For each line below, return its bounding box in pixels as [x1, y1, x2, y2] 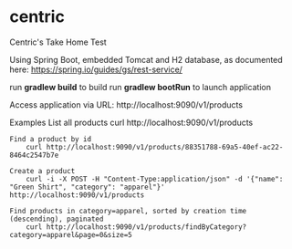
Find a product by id [9, 134, 92, 143]
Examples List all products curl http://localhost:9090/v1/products [9, 117, 254, 128]
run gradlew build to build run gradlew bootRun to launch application [9, 81, 272, 92]
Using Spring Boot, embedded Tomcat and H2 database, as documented [9, 54, 283, 65]
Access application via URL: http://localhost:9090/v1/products [9, 99, 244, 110]
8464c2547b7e [9, 150, 59, 160]
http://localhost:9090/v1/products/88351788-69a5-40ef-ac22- [46, 142, 284, 151]
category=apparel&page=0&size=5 [9, 230, 132, 239]
